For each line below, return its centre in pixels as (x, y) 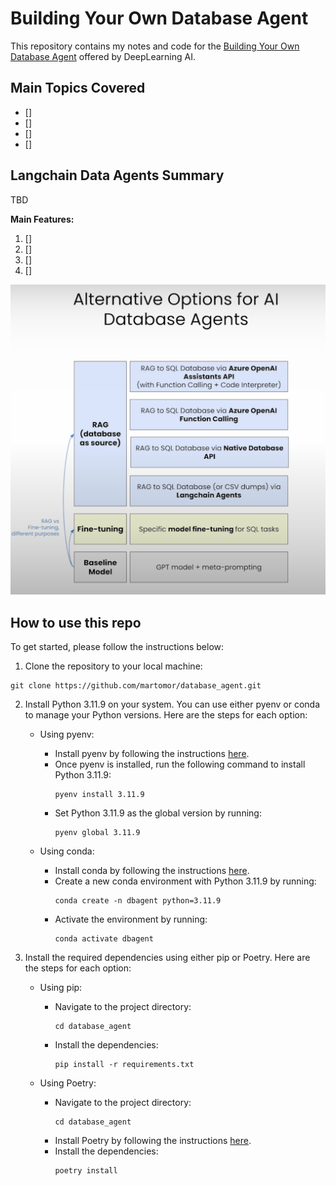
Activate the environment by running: (131, 919)
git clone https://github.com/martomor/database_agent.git (136, 685)
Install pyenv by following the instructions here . (152, 753)
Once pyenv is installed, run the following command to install (180, 764)
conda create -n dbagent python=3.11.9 (138, 900)
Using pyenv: (67, 734)
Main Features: (42, 219)
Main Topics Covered (78, 88)
